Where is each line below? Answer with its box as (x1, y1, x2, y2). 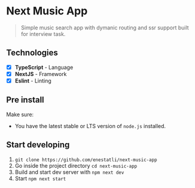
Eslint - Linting (14, 77, 52, 84)
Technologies (6, 48, 59, 58)
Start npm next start (14, 175, 66, 182)
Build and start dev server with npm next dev (14, 168, 124, 175)
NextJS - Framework (14, 70, 67, 77)
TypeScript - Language (14, 63, 74, 71)
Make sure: (6, 111, 34, 118)
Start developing (6, 140, 70, 150)
